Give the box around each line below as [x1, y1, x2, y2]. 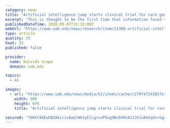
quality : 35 [5, 36, 30, 41]
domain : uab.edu [10, 64, 44, 69]
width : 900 [14, 96, 37, 102]
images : [5, 87, 22, 92]
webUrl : [5, 26, 22, 31]
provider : [5, 54, 26, 59]
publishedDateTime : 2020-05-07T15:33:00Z [5, 21, 94, 27]
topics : [5, 73, 22, 78]
